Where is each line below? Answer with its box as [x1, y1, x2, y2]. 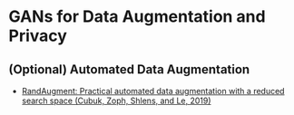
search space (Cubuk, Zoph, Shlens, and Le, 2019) [21, 95, 211, 106]
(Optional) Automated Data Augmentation [8, 62, 250, 77]
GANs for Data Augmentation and [8, 6, 266, 27]
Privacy [8, 25, 67, 46]
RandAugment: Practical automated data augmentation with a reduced [21, 86, 285, 96]
